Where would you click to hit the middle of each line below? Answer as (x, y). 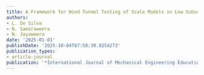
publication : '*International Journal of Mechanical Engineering (90, 62)
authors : (17, 18)
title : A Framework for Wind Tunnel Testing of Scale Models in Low (95, 12)
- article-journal (29, 57)
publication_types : (31, 51)
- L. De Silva (24, 23)
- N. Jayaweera (25, 34)
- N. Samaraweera (28, 29)
